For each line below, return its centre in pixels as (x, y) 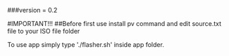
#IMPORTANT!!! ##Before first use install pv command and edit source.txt (114, 23)
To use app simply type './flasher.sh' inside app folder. (86, 44)
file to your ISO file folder (44, 31)
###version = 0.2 (32, 10)
